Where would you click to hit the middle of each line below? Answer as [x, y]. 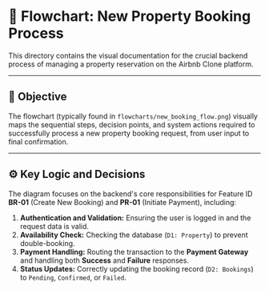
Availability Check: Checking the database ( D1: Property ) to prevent [134, 235]
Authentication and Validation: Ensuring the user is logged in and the [135, 217]
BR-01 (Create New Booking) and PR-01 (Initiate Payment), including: [122, 202]
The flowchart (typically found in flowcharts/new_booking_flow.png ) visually [133, 116]
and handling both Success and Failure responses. [104, 260]
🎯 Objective [38, 97]
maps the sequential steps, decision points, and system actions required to [132, 124]
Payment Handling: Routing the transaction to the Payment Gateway [134, 252]
